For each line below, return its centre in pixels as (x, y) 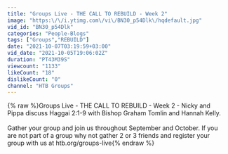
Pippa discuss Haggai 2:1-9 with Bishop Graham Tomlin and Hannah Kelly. (114, 113)
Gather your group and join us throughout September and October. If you (113, 128)
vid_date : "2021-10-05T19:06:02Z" (58, 53)
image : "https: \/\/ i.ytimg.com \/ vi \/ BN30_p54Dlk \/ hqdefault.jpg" (105, 20)
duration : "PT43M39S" (39, 60)
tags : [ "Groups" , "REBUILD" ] (48, 40)
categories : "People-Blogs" (48, 33)
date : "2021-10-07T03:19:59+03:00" (59, 46)
